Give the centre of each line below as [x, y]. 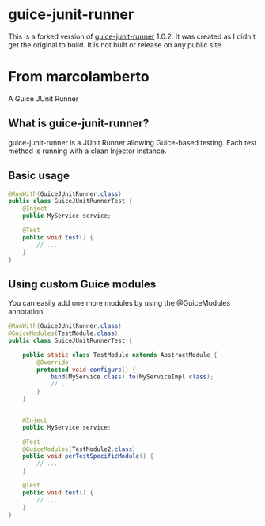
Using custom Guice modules [82, 284]
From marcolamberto [79, 77]
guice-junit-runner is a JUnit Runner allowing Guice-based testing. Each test [132, 142]
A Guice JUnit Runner [44, 98]
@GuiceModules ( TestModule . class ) [63, 333]
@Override [53, 362]
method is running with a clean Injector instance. [88, 151]
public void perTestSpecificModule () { [88, 456]
